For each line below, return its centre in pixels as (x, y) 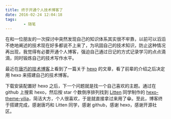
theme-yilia (17, 99)
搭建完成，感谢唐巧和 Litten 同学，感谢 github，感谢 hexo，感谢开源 (81, 105)
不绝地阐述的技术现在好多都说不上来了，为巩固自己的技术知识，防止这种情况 (85, 46)
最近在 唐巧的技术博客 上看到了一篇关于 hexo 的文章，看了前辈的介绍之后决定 (85, 69)
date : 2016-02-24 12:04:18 (34, 15)
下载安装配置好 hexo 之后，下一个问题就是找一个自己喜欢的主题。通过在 (81, 86)
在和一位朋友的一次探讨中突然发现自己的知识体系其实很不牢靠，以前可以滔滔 (85, 39)
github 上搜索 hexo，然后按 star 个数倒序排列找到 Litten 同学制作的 (75, 92)
